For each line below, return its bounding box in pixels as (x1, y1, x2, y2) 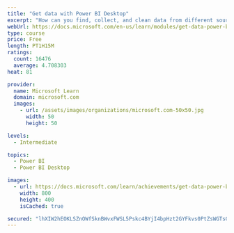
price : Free (7, 36, 42, 43)
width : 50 (25, 113, 54, 120)
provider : (7, 81, 36, 88)
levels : (7, 132, 30, 139)
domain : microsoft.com (13, 94, 79, 101)
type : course (7, 29, 45, 37)
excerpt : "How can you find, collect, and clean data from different (7, 17, 214, 24)
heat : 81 (7, 68, 33, 75)
